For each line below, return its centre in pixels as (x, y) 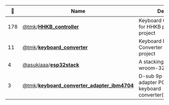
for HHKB (150, 27)
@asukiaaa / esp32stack (51, 65)
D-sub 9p (150, 76)
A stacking (151, 62)
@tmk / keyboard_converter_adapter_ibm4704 (78, 85)
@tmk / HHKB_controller (51, 27)
